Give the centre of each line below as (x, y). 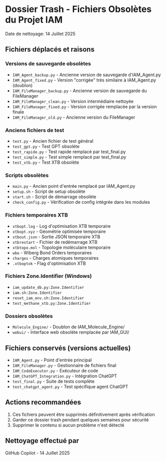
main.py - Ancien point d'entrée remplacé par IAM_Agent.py (74, 186)
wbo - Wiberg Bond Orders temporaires (52, 253)
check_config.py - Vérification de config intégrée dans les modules (81, 202)
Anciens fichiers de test (35, 130)
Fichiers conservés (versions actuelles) (68, 348)
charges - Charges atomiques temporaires (55, 258)
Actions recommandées (43, 402)
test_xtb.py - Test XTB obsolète (46, 162)
